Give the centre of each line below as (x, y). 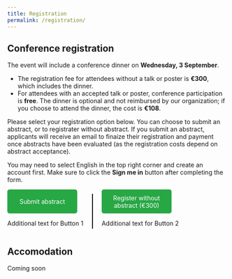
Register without (137, 198)
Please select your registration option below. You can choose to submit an (114, 122)
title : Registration (37, 14)
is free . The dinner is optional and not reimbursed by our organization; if (121, 101)
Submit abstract (42, 202)
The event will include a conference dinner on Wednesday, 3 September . (113, 65)
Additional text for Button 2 (140, 223)
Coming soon (27, 269)
